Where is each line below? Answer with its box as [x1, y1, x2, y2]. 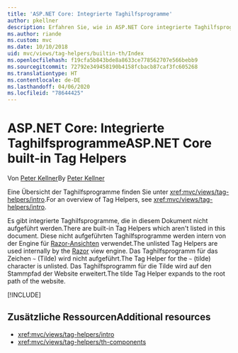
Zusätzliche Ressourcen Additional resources [7, 311, 211, 323]
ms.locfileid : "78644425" [7, 89, 84, 97]
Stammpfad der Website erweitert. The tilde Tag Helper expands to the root [7, 269, 225, 278]
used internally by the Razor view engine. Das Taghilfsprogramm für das [7, 246, 218, 256]
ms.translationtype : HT [7, 70, 78, 77]
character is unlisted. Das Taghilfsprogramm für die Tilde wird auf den [7, 262, 212, 271]
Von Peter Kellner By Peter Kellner [7, 174, 105, 183]
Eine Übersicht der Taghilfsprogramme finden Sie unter [7, 188, 169, 196]
